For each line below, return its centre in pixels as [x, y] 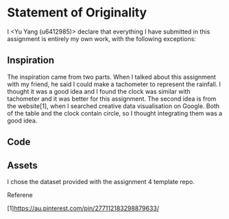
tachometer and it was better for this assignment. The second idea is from [112, 99]
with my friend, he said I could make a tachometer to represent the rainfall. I [114, 84]
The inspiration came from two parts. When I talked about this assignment [111, 77]
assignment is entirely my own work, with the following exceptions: [102, 38]
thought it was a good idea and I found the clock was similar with [99, 91]
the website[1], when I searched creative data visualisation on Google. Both [113, 106]
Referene [20, 195]
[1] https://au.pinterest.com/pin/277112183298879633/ [83, 208]
